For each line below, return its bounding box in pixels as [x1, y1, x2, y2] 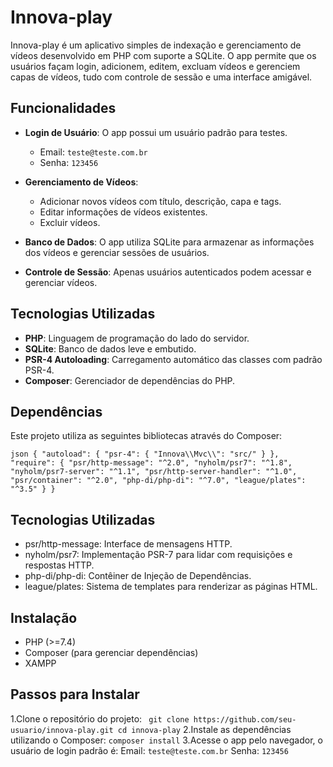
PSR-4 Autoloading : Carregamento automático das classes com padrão [24, 353, 323, 365]
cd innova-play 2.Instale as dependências [117, 723, 292, 735]
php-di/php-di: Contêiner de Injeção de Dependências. [24, 570, 252, 582]
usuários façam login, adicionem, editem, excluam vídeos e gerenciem [10, 60, 301, 72]
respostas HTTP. [24, 559, 95, 571]
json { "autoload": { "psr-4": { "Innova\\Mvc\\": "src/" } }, [10, 449, 280, 460]
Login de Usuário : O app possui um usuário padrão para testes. [24, 126, 288, 138]
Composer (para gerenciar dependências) [24, 647, 199, 658]
